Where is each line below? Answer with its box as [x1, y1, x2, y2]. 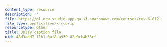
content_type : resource [5, 7, 55, 12]
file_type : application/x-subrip [5, 21, 75, 26]
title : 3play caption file [5, 30, 61, 35]
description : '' [5, 12, 39, 17]
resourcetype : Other [5, 25, 48, 30]
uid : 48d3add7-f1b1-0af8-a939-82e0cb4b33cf [5, 35, 97, 40]
